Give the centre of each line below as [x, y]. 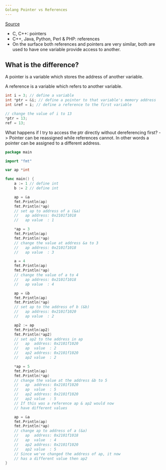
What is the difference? [42, 65]
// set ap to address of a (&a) [47, 211]
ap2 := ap [24, 325]
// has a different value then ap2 [51, 459]
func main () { [20, 179]
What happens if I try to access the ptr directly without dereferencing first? [81, 133]
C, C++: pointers [29, 33]
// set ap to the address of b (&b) [52, 307]
